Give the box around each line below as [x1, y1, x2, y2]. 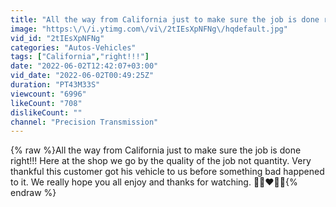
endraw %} [10, 187, 57, 199]
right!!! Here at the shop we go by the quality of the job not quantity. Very [10, 155, 312, 167]
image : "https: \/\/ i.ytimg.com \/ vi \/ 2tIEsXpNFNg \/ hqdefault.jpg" [10, 24, 288, 34]
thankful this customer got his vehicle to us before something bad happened [10, 166, 325, 178]
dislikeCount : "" [10, 107, 83, 118]
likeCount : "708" [10, 98, 83, 108]
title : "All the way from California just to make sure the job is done [10, 14, 320, 25]
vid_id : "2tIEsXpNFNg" [10, 33, 105, 43]
